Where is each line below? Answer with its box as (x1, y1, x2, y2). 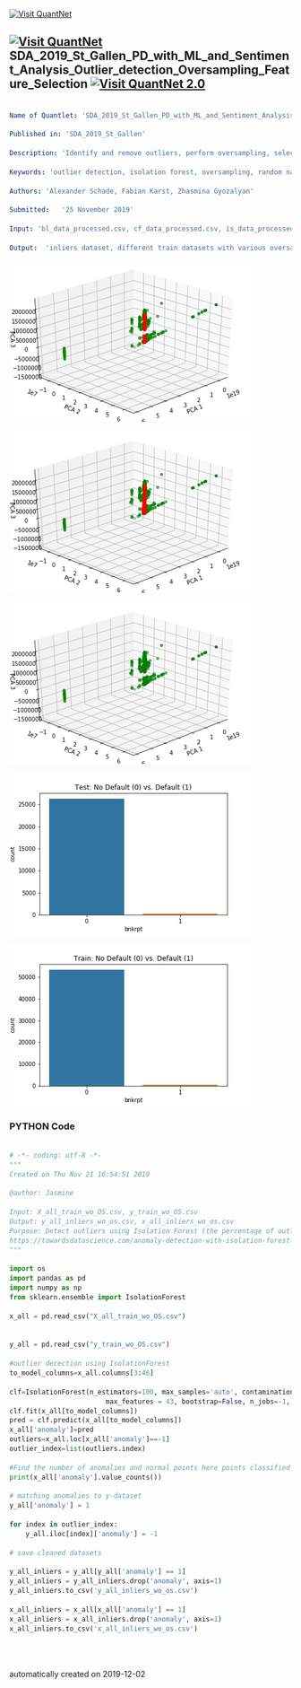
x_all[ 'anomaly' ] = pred (9, 1425, 94, 1435)
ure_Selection (9, 76, 88, 92)
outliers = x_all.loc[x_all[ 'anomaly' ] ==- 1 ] (9, 1435, 170, 1444)
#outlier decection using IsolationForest (9, 1360, 170, 1369)
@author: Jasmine (9, 1189, 74, 1198)
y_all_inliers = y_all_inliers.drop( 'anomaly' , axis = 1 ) (9, 1577, 222, 1586)
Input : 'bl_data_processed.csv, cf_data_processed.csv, (9, 224, 222, 233)
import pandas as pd (9, 1274, 87, 1283)
